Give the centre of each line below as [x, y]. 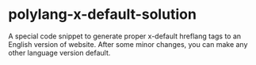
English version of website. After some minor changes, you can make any [128, 44]
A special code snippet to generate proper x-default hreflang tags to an [125, 36]
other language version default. [59, 52]
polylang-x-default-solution [102, 14]
